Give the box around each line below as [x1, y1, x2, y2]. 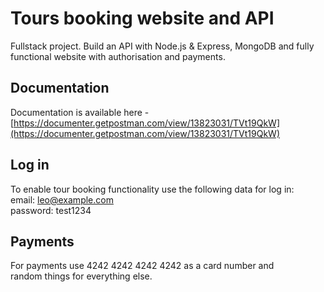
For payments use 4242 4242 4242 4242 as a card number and [10, 260, 275, 272]
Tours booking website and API [10, 7, 275, 30]
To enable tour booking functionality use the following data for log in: [10, 183, 295, 195]
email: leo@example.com [10, 193, 114, 206]
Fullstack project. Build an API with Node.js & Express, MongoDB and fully [10, 40, 315, 52]
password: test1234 [10, 204, 92, 216]
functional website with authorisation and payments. [10, 50, 226, 62]
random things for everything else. [10, 270, 153, 282]
